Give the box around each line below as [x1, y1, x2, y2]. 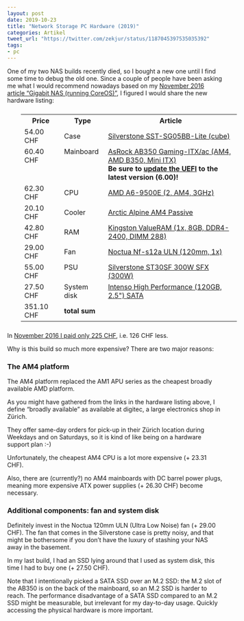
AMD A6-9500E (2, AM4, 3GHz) [108, 188, 215, 197]
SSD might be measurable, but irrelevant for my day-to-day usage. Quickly [7, 599, 218, 607]
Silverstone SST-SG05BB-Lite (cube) [108, 131, 230, 141]
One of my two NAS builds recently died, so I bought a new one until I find [7, 66, 216, 75]
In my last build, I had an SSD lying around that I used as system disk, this [7, 557, 215, 565]
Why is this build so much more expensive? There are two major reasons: [7, 344, 215, 353]
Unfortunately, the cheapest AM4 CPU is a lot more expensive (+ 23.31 [7, 454, 207, 462]
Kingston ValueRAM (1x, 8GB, [108, 223, 204, 232]
